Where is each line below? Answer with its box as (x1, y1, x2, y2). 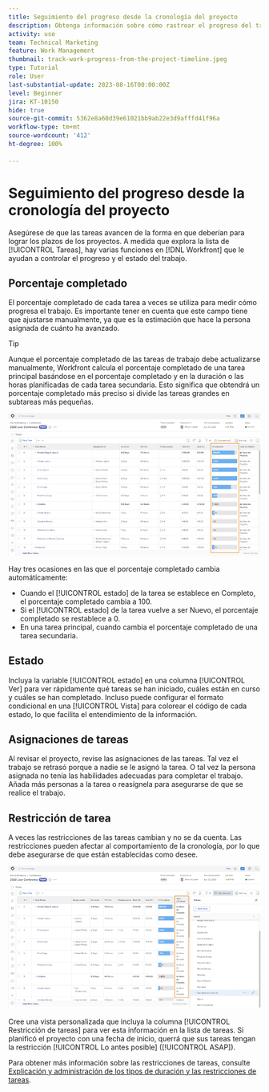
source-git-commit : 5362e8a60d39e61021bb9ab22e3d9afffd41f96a (8, 115, 220, 123)
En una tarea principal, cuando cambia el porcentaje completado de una (19, 622, 258, 632)
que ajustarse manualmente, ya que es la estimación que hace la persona (8, 315, 251, 324)
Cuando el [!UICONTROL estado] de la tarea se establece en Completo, (19, 588, 256, 597)
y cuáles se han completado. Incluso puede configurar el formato (8, 692, 224, 702)
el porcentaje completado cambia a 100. (19, 597, 152, 606)
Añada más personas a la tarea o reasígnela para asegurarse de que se (8, 780, 243, 789)
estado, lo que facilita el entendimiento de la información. (8, 709, 198, 719)
